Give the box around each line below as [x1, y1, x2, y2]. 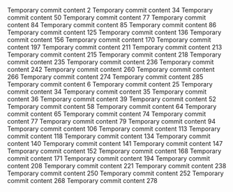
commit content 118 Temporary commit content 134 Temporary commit [7, 132, 211, 140]
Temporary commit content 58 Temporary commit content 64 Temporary [7, 103, 217, 110]
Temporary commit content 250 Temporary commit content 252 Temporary [7, 169, 225, 177]
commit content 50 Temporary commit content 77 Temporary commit [7, 13, 206, 22]
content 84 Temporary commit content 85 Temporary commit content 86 [7, 21, 217, 29]
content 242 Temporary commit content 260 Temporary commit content [7, 66, 215, 73]
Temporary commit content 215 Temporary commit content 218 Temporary [7, 50, 222, 59]
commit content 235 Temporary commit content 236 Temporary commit [7, 58, 214, 66]
